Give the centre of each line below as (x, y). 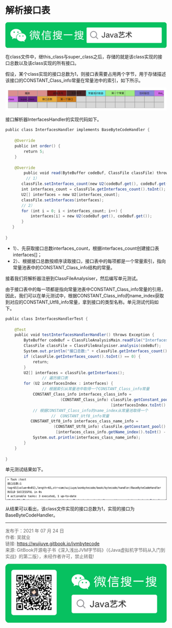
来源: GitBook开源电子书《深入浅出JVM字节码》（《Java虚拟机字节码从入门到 (85, 550)
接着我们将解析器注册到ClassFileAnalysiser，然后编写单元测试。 (73, 278)
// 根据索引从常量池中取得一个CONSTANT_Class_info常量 (96, 389)
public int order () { (37, 146)
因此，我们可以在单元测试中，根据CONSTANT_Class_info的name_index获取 (85, 295)
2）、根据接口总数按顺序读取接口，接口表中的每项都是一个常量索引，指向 (89, 261)
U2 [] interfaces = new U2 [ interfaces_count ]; (71, 194)
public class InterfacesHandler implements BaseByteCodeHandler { (78, 130)
